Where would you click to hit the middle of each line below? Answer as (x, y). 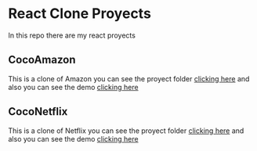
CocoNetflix (38, 111)
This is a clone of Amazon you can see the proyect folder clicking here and (129, 78)
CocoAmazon (42, 60)
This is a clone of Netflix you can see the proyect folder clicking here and (126, 131)
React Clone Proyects (80, 14)
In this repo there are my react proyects (72, 35)
